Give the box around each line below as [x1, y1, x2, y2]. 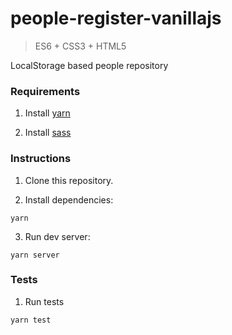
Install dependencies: [24, 193, 114, 206]
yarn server [10, 250, 60, 260]
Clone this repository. [24, 174, 114, 186]
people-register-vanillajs [10, 7, 222, 30]
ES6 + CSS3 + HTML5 [34, 40, 127, 52]
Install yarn [24, 107, 71, 119]
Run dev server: [24, 230, 91, 242]
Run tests [24, 295, 65, 307]
